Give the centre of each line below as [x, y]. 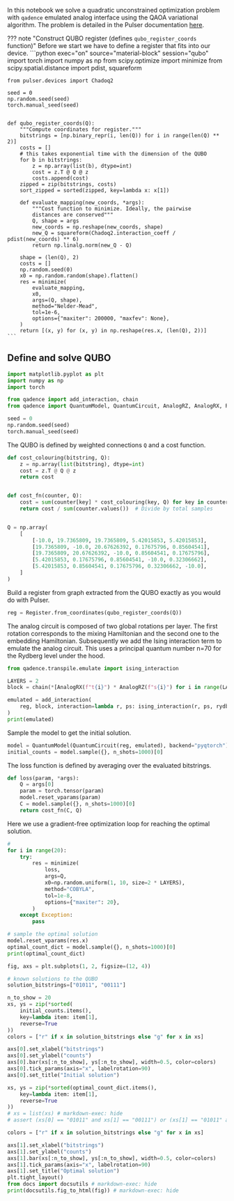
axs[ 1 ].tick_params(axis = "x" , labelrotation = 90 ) [79, 1165]
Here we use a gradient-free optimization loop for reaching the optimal [109, 823]
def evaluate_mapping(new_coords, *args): [82, 203]
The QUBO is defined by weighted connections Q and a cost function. [107, 444]
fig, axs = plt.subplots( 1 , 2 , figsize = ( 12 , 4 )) [79, 966]
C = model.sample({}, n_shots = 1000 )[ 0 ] [78, 804]
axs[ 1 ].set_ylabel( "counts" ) [49, 1152]
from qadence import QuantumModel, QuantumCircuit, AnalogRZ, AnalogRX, [115, 406]
